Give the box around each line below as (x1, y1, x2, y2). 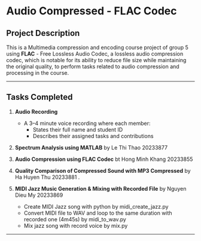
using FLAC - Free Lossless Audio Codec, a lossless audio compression (6, 50, 184, 57)
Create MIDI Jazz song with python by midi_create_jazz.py (23, 203, 169, 210)
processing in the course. (6, 69, 69, 76)
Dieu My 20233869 (14, 191, 63, 199)
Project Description (6, 28, 80, 38)
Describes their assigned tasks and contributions (32, 132, 154, 139)
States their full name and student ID (32, 126, 123, 133)
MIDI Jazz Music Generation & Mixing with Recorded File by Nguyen (14, 185, 187, 192)
